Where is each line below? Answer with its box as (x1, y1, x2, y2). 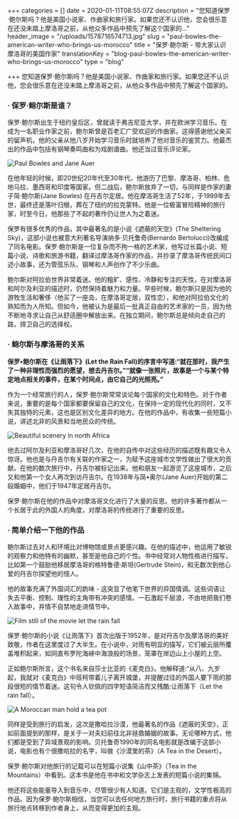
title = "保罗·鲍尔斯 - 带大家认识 (134, 41, 226, 48)
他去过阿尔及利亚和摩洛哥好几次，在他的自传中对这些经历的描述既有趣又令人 (7, 445, 232, 454)
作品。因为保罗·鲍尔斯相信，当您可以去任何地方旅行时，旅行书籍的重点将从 (7, 794, 228, 803)
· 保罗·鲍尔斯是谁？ (7, 101, 73, 110)
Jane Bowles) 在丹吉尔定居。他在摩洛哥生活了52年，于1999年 (42, 192, 224, 200)
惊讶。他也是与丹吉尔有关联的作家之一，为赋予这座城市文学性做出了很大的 (7, 455, 225, 463)
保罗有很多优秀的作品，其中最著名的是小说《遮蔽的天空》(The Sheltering (7, 225, 221, 233)
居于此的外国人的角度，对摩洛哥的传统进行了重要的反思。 (19, 505, 188, 514)
